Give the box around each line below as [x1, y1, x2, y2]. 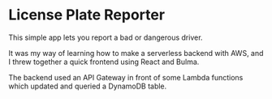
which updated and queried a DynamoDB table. [8, 81, 167, 91]
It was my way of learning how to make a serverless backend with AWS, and [8, 48, 264, 58]
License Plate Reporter [8, 6, 165, 24]
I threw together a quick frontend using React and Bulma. [8, 57, 200, 67]
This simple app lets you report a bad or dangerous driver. [8, 32, 203, 42]
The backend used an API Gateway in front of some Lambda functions [8, 72, 244, 82]
